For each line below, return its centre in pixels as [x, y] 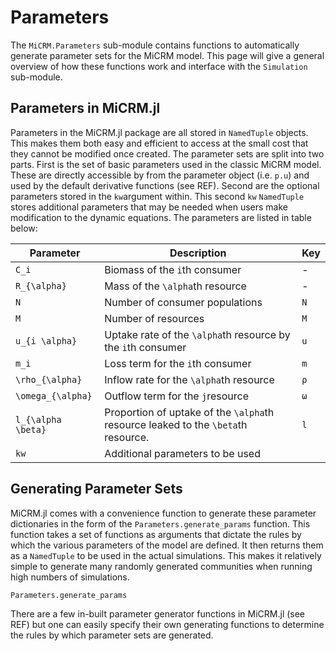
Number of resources [154, 318]
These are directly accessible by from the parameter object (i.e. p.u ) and [160, 175]
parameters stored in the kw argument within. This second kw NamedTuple [157, 196]
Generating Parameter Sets [96, 489]
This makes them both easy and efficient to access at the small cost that [159, 143]
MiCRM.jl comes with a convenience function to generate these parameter [163, 513]
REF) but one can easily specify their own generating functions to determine [167, 624]
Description [198, 253]
